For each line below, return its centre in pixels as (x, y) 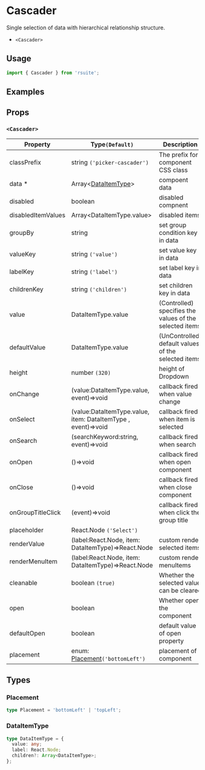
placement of (178, 651)
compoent (173, 180)
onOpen (21, 462)
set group (172, 225)
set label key (177, 268)
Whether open (179, 600)
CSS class (173, 170)
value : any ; (27, 744)
